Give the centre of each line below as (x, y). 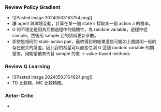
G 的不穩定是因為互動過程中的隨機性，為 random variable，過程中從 (80, 29)
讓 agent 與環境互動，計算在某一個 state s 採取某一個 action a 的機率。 (82, 24)
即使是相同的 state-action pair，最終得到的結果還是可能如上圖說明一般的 (84, 42)
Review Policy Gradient (33, 7)
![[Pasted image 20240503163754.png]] (52, 18)
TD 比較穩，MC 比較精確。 (39, 83)
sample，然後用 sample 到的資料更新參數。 (55, 36)
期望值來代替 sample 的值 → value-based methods (79, 54)
